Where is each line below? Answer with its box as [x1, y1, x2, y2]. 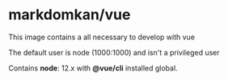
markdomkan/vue [8, 6, 131, 24]
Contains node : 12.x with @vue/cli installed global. [8, 63, 178, 73]
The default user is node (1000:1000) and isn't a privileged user [8, 47, 220, 57]
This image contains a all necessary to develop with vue [8, 32, 196, 42]
